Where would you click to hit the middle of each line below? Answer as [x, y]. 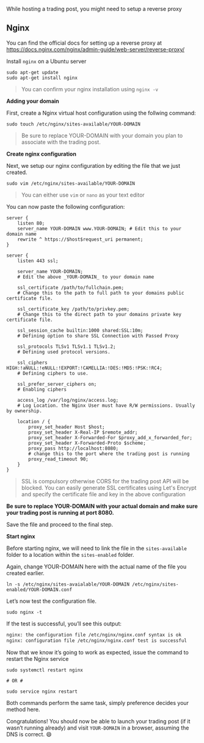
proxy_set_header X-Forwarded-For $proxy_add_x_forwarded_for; [110, 437]
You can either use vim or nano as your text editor [83, 195]
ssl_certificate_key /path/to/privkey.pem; [74, 309]
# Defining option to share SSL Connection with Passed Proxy [98, 336]
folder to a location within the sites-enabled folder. [70, 554]
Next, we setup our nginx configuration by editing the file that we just [93, 165]
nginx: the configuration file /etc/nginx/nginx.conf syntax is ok [94, 635]
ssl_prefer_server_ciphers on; [57, 384]
